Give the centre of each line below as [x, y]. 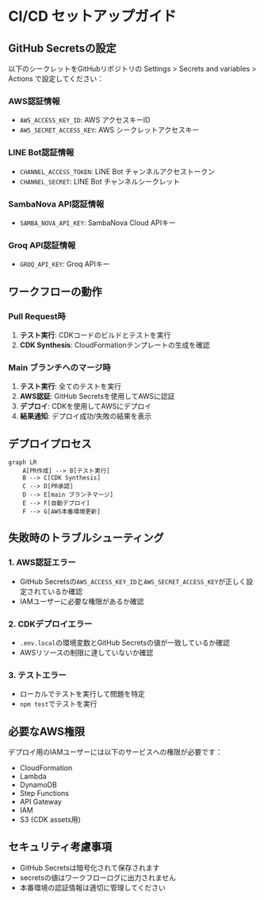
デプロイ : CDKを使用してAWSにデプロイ [86, 406]
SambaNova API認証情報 [56, 204]
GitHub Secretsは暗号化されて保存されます [90, 867]
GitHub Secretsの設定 [62, 48]
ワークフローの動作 [55, 291]
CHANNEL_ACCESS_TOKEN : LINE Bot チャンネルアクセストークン [117, 171]
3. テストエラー [38, 675]
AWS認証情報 [34, 101]
